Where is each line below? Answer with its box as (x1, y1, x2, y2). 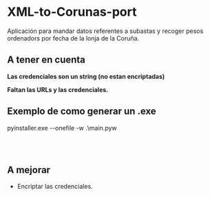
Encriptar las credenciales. (17, 183, 93, 191)
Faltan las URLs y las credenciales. (7, 85, 109, 93)
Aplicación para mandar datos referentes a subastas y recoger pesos (7, 27, 204, 35)
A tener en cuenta (7, 54, 86, 66)
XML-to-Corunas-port (7, 4, 137, 20)
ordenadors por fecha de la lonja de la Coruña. (7, 34, 140, 42)
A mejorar (7, 164, 50, 176)
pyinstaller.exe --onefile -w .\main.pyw (7, 124, 117, 132)
